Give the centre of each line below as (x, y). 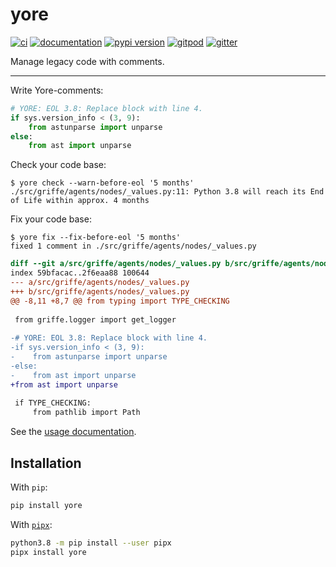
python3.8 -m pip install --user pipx (91, 543)
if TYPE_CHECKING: (53, 403)
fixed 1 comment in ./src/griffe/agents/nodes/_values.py (133, 246)
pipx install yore (48, 552)
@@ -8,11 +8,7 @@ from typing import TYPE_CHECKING (120, 301)
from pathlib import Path (86, 413)
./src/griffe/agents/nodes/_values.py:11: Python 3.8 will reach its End (167, 192)
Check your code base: (58, 165)
